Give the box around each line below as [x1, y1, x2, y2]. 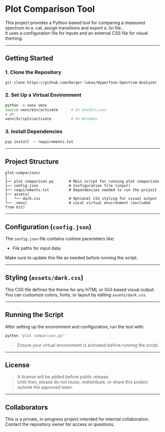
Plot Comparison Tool [5, 3, 95, 15]
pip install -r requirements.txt [5, 139, 74, 144]
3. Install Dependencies [5, 128, 63, 135]
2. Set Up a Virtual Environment [5, 92, 82, 99]
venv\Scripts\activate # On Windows [5, 116, 98, 121]
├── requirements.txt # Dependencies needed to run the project [5, 188, 157, 192]
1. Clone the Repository [5, 69, 61, 76]
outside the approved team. [17, 384, 73, 390]
